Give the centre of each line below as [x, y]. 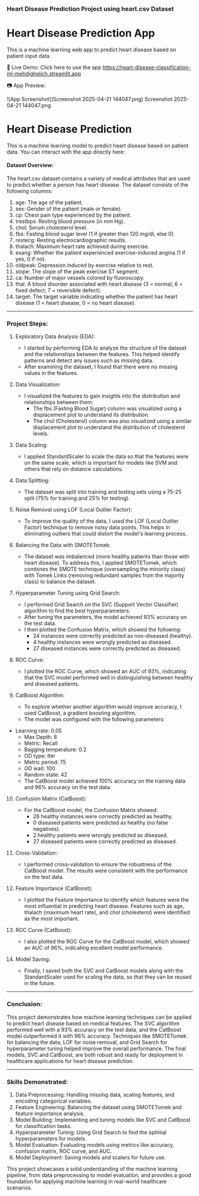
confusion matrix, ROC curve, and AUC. [63, 1151]
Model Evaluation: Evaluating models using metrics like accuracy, [95, 1145]
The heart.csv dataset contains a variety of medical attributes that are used [98, 178]
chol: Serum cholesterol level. [51, 227]
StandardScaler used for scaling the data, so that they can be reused [108, 977]
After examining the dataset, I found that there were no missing [101, 367]
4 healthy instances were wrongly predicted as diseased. [102, 642]
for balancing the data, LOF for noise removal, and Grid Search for [87, 1042]
